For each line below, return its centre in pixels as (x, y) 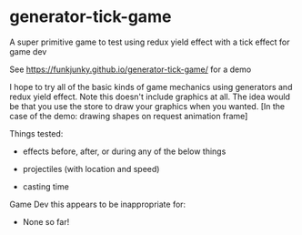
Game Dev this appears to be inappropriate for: (98, 204)
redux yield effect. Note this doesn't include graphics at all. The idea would (150, 97)
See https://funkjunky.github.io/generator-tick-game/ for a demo (131, 69)
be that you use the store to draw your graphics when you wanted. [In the (147, 106)
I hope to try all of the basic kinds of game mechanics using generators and (151, 87)
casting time (46, 186)
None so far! (46, 221)
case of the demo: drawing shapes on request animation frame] (129, 116)
